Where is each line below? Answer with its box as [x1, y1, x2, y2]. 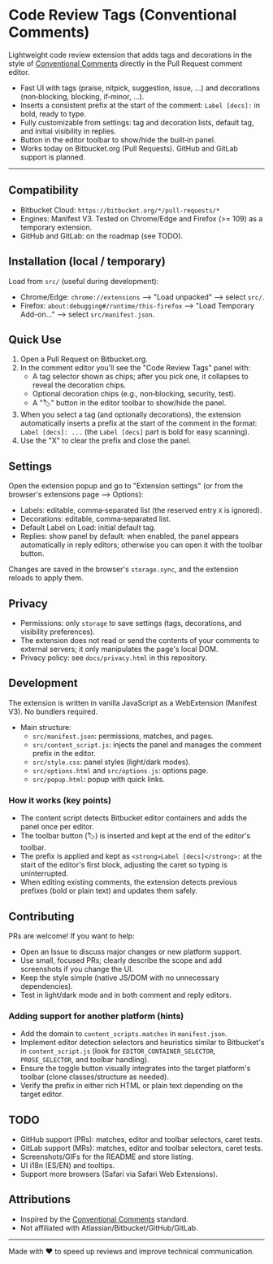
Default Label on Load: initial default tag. [19, 523, 156, 532]
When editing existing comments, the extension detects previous [19, 877, 238, 887]
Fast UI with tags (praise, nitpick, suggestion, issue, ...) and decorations [19, 83, 260, 93]
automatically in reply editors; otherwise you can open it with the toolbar [19, 540, 262, 550]
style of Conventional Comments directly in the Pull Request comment [8, 59, 243, 68]
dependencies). [19, 981, 73, 991]
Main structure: [19, 722, 71, 732]
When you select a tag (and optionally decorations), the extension [19, 409, 241, 420]
